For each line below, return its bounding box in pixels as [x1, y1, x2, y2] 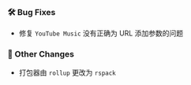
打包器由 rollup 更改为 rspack [18, 68, 116, 77]
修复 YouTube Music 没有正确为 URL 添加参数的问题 [18, 28, 183, 38]
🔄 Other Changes [7, 49, 74, 60]
